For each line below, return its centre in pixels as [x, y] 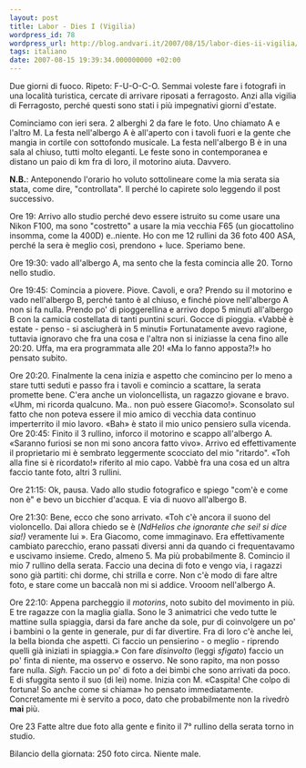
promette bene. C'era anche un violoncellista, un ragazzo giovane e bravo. [149, 395]
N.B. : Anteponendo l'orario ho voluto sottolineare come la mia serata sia [145, 179]
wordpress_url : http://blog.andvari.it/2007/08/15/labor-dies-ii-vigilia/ [154, 43]
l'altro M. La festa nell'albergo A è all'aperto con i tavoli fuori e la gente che [150, 132]
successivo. [32, 198]
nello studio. [33, 273]
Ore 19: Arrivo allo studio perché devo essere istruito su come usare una [145, 216]
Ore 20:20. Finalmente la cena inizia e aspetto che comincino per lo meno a [151, 375]
